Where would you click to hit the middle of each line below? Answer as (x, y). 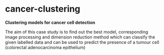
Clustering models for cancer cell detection (50, 22)
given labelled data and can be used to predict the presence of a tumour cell (82, 42)
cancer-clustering (43, 9)
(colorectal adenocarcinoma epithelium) (45, 47)
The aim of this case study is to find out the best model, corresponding (77, 32)
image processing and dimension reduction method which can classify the (80, 37)
